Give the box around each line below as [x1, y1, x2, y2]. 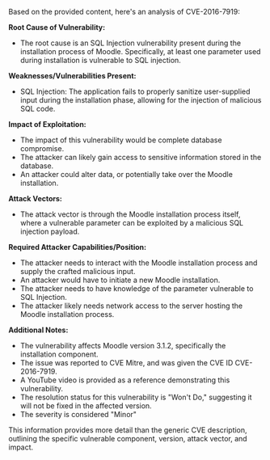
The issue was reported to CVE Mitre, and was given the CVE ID [19, 358, 234, 367]
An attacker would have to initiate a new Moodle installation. [19, 275, 221, 285]
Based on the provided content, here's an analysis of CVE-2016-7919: [8, 7, 240, 16]
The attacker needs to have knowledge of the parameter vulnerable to [19, 284, 254, 293]
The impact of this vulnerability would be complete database [19, 135, 222, 145]
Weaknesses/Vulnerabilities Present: [8, 71, 137, 80]
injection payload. [19, 226, 80, 236]
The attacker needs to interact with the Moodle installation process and [19, 258, 258, 268]
